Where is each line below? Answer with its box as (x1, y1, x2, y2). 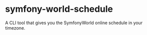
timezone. (5, 25, 26, 31)
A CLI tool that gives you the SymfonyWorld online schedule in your (5, 20, 143, 26)
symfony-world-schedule (5, 3, 113, 15)
